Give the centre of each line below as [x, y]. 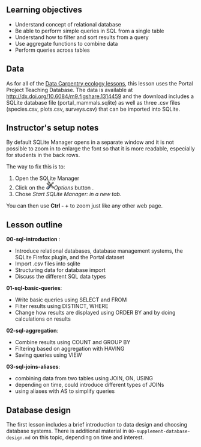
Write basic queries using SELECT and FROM [71, 300]
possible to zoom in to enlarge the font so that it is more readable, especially [100, 149]
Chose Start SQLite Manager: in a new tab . [68, 194]
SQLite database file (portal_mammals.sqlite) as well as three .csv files [93, 102]
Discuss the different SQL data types [60, 277]
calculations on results [43, 319]
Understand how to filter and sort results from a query [82, 37]
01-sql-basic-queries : [34, 288]
